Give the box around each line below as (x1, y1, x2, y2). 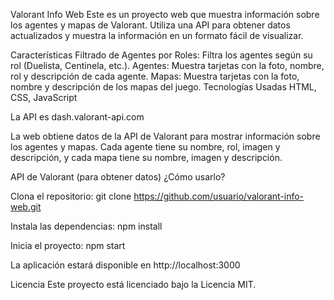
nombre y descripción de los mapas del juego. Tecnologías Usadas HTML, (10, 81, 317, 93)
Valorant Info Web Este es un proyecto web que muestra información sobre (10, 9, 320, 20)
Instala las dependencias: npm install (10, 220, 163, 232)
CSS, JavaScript (10, 92, 78, 103)
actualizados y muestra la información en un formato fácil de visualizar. (10, 30, 304, 41)
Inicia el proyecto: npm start (10, 240, 126, 251)
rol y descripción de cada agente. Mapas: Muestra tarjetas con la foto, (10, 70, 300, 82)
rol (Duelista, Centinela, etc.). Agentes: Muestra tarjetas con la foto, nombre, (10, 60, 325, 71)
